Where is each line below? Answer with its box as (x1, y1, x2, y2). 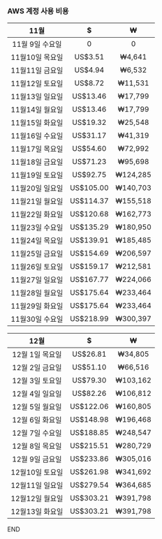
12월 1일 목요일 (12, 350, 62, 360)
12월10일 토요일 (10, 468, 64, 478)
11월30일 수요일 (10, 314, 64, 324)
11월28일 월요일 (10, 288, 64, 298)
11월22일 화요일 (10, 209, 64, 219)
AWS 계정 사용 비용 (7, 6, 69, 15)
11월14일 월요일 (10, 105, 64, 115)
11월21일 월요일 (10, 197, 64, 207)
